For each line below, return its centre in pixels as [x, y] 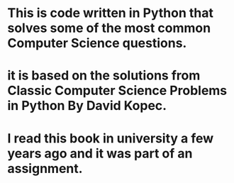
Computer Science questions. [97, 43]
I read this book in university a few [111, 138]
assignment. [45, 168]
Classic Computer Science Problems [117, 91]
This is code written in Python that [111, 13]
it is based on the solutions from [104, 76]
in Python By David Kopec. [87, 106]
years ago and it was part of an [100, 153]
